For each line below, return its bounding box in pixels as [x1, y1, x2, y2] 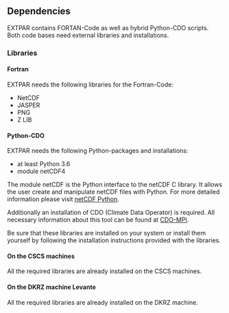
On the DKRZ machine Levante [7, 283, 96, 291]
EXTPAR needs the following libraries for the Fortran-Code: [7, 80, 173, 89]
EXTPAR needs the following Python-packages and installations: [7, 147, 189, 155]
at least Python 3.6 [16, 160, 71, 168]
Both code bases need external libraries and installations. [7, 31, 169, 39]
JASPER [16, 101, 40, 109]
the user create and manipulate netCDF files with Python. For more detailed [7, 188, 220, 196]
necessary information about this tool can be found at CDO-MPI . [7, 216, 189, 224]
